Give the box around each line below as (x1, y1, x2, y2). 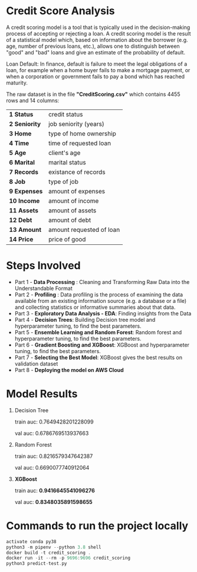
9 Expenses (9, 187, 43, 195)
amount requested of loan (48, 225, 120, 234)
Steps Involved (6, 259, 81, 273)
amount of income (48, 196, 99, 205)
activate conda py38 (6, 538, 57, 545)
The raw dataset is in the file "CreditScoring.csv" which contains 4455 (6, 91, 180, 98)
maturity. (6, 79, 28, 86)
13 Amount (9, 225, 42, 234)
